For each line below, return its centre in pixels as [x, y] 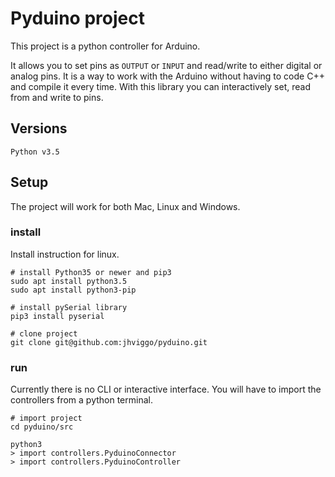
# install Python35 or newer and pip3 [91, 272]
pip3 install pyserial [57, 316]
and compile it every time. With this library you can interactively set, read [160, 86]
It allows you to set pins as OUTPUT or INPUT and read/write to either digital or [166, 65]
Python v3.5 [35, 152]
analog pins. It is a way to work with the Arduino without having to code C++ [167, 76]
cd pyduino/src [42, 427]
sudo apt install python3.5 [69, 281]
